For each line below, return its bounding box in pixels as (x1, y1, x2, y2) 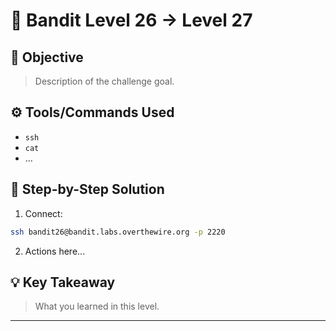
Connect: (24, 207, 63, 219)
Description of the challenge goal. (34, 75, 175, 87)
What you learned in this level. (34, 300, 160, 313)
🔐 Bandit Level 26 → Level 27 (10, 9, 253, 32)
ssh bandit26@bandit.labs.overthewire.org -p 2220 (10, 227, 226, 237)
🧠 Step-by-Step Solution (10, 181, 165, 198)
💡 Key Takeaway (10, 274, 116, 291)
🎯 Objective (10, 49, 84, 66)
